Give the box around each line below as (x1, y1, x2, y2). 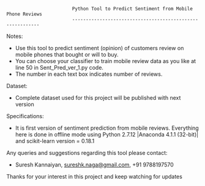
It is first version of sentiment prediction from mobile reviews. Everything (15, 124, 199, 132)
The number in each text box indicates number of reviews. (15, 70, 163, 78)
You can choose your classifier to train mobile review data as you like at (15, 58, 196, 64)
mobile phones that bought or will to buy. (15, 51, 119, 58)
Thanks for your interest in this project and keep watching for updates (6, 173, 182, 180)
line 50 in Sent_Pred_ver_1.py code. (15, 64, 104, 71)
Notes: (6, 32, 23, 40)
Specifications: (6, 113, 44, 119)
